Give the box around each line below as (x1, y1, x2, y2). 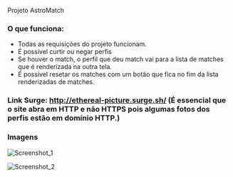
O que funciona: (7, 23, 64, 33)
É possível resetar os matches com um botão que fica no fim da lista (17, 70, 219, 79)
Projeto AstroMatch (7, 6, 64, 14)
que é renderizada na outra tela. (17, 63, 113, 71)
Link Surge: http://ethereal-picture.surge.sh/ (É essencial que (7, 95, 227, 105)
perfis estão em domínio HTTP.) (7, 113, 120, 123)
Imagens (7, 132, 38, 142)
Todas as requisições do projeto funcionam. (17, 40, 147, 48)
